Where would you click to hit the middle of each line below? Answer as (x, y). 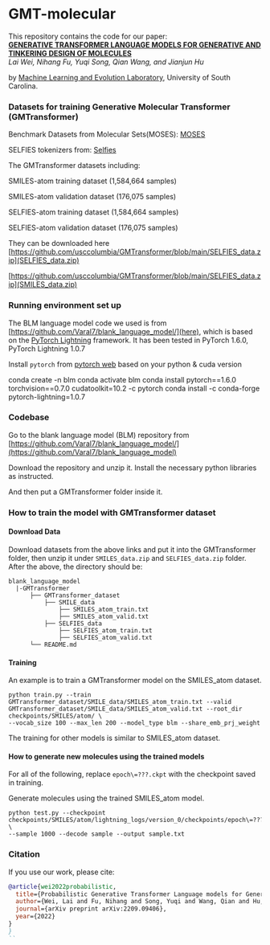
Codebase (29, 417)
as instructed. (31, 476)
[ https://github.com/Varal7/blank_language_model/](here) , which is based (131, 331)
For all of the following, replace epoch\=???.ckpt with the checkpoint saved (132, 774)
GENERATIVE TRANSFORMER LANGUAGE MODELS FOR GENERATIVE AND (135, 44)
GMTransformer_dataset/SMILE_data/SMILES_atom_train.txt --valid (120, 702)
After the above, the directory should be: (76, 567)
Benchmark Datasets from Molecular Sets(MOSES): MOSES (107, 134)
